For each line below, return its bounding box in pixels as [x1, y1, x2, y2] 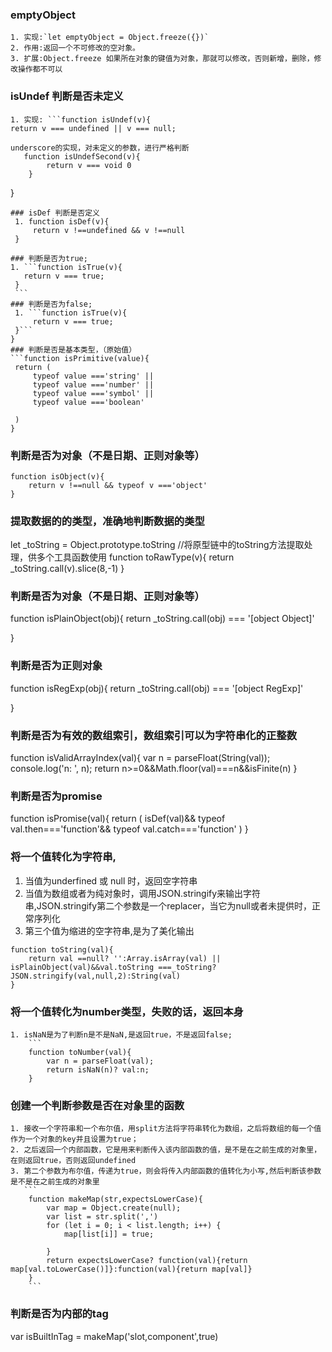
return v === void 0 [46, 160, 132, 170]
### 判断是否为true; [10, 253, 88, 263]
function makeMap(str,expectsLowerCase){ [28, 1194, 203, 1205]
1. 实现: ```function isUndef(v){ [10, 114, 152, 125]
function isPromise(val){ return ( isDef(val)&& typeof [10, 813, 226, 825]
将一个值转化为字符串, [10, 850, 117, 864]
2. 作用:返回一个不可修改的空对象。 [10, 43, 140, 53]
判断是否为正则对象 [10, 659, 103, 673]
